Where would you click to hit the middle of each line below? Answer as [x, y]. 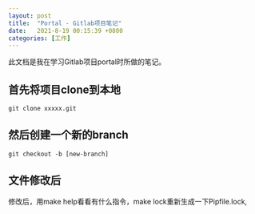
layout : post [30, 16]
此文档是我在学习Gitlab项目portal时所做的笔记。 [87, 62]
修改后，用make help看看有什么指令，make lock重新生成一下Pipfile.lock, [128, 201]
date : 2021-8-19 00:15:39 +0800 [66, 30]
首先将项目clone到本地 [65, 89]
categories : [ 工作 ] [40, 38]
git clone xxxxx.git [43, 109]
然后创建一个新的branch [69, 135]
